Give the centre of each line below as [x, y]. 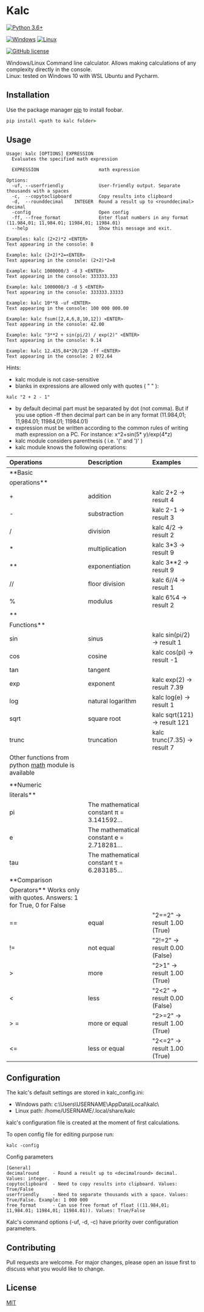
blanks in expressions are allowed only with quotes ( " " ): [87, 386]
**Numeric [25, 785]
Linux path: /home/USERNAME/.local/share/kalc [75, 1111]
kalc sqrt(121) [173, 715]
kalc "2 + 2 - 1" [28, 397]
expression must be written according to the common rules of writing [101, 428]
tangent [99, 670]
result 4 [163, 500]
